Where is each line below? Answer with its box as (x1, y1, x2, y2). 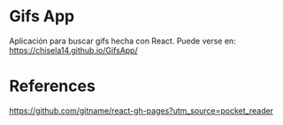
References (9, 76, 96, 97)
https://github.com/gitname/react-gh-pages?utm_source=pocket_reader (9, 105, 274, 116)
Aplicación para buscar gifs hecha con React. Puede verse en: (9, 35, 236, 46)
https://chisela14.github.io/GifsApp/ (9, 44, 139, 55)
